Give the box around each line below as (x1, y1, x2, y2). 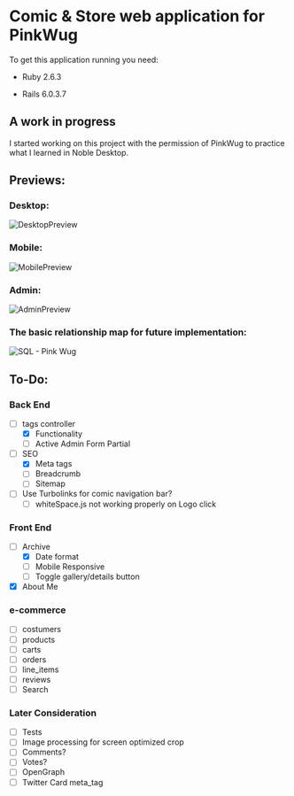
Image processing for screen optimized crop (21, 737, 184, 747)
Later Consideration (9, 707, 97, 719)
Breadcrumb (35, 468, 81, 479)
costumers (21, 624, 62, 635)
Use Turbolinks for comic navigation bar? (21, 489, 173, 499)
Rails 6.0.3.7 (21, 89, 66, 99)
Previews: (9, 173, 66, 188)
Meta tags (35, 459, 73, 469)
